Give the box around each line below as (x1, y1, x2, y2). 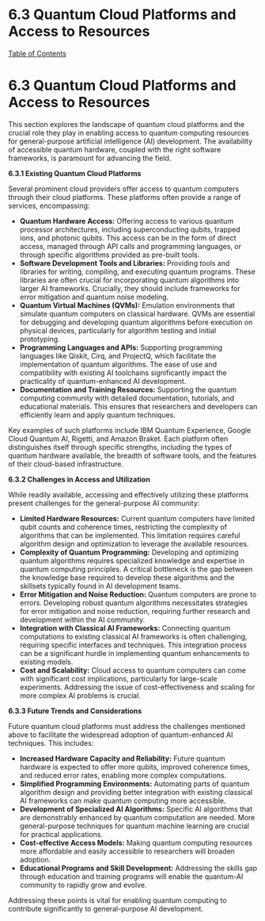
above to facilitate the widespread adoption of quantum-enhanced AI (8, 730, 233, 739)
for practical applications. (19, 829, 104, 838)
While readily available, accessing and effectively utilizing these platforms (8, 489, 249, 499)
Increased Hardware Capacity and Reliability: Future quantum (19, 754, 225, 763)
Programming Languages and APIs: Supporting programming (19, 343, 223, 352)
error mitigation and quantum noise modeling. (19, 292, 169, 301)
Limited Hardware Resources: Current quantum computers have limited (19, 513, 256, 523)
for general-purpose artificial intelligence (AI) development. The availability (8, 136, 253, 146)
